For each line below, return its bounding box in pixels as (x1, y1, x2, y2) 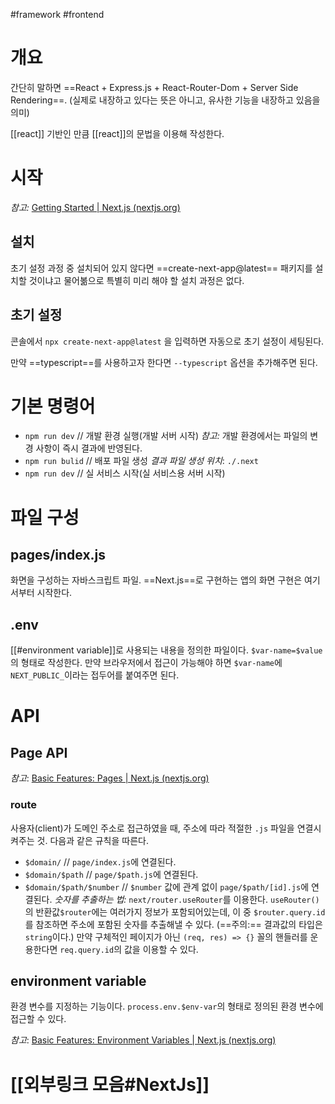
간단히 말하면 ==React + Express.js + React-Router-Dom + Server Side (10, 81, 299, 93)
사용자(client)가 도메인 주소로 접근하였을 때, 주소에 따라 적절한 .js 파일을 (10, 822, 295, 834)
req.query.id (59, 945, 115, 955)
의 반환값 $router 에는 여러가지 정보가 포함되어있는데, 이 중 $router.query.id (24, 905, 326, 918)
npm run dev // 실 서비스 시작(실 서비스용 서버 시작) (24, 467, 226, 479)
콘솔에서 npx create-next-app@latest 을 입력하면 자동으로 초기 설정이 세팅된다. (10, 335, 325, 347)
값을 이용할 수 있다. (123, 943, 199, 955)
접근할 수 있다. (10, 1013, 67, 1025)
